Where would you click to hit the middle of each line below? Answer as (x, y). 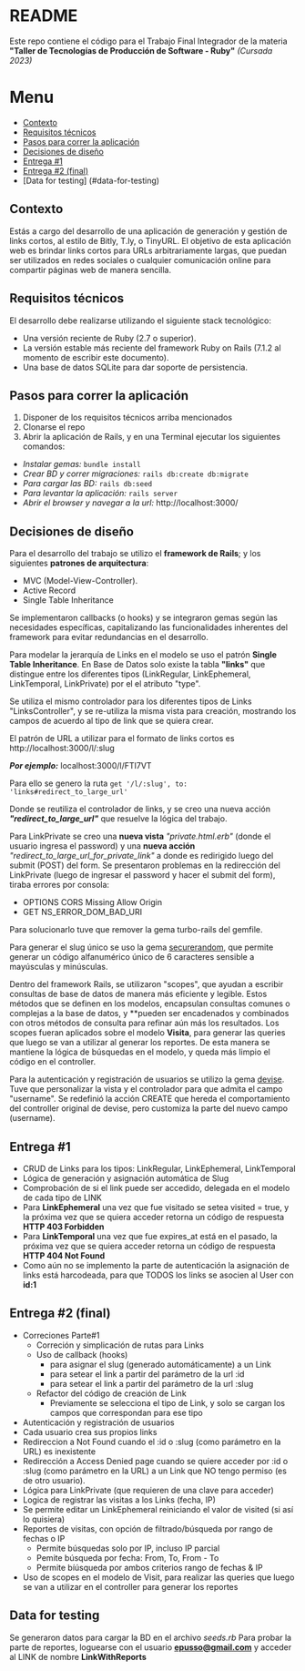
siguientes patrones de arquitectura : (79, 563)
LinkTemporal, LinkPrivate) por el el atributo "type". (105, 684)
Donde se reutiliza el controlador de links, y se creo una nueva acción (140, 809)
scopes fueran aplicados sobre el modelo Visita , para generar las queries (147, 1033)
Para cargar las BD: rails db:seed (87, 484)
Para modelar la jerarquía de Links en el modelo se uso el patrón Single (143, 655)
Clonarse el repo (54, 427)
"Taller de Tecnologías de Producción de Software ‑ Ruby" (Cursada (141, 50)
